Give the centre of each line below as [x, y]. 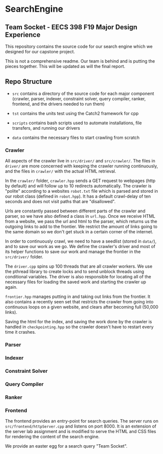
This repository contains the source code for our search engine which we [79, 46]
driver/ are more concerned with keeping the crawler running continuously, [81, 166]
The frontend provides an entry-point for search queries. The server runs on [82, 421]
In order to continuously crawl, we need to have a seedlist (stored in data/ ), [81, 241]
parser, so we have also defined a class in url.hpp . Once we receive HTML [80, 216]
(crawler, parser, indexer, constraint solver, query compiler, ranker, [79, 98]
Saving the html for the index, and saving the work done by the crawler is [79, 322]
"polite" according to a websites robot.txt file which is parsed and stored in [82, 191]
